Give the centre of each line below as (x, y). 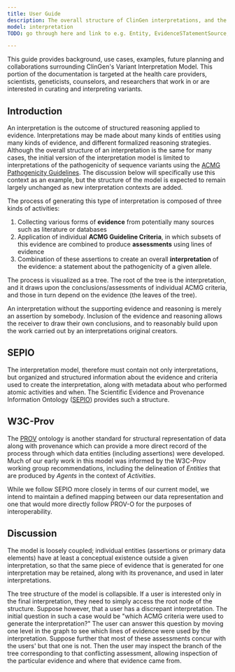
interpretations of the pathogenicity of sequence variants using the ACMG (114, 165)
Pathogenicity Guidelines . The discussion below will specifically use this (111, 173)
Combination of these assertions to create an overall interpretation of (118, 259)
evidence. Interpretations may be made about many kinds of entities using (114, 135)
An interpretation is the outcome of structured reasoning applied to (104, 128)
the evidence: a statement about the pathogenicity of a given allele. (114, 267)
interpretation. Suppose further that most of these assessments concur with (116, 638)
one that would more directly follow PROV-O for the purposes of (100, 504)
